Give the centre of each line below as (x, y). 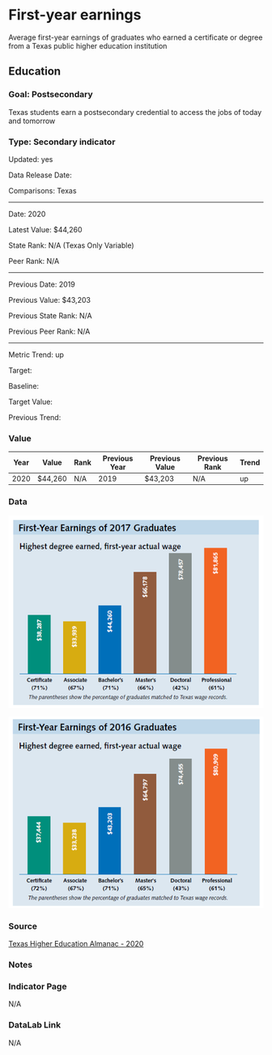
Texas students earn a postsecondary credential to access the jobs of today (135, 112)
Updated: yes (31, 159)
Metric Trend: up (36, 355)
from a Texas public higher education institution (88, 45)
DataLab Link (35, 1025)
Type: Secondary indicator (62, 142)
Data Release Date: (40, 175)
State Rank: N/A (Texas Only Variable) (72, 245)
